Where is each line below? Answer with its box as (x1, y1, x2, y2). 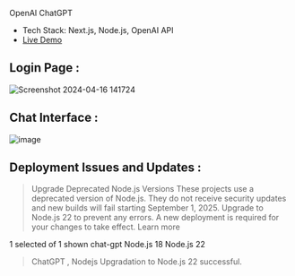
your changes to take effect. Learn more (30, 221, 181, 232)
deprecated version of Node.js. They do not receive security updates (30, 193, 287, 204)
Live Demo (22, 35, 63, 45)
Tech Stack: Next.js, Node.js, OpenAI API (22, 25, 174, 35)
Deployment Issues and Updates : (9, 160, 202, 176)
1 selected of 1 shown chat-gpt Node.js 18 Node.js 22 (9, 239, 206, 250)
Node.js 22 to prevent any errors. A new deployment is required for (30, 212, 280, 223)
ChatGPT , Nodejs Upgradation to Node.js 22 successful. (30, 256, 242, 267)
